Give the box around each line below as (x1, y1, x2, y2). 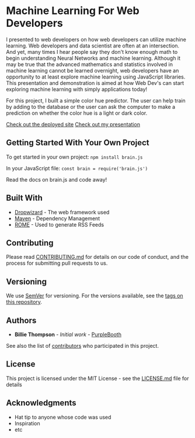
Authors (6, 315, 37, 326)
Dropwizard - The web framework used (14, 208, 110, 215)
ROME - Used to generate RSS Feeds (14, 221, 104, 228)
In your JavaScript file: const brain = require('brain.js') (6, 165, 148, 172)
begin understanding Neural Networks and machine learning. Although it (6, 54, 181, 61)
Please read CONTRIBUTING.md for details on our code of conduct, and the (6, 254, 189, 261)
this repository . (6, 299, 43, 306)
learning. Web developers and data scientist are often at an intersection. (6, 42, 180, 49)
